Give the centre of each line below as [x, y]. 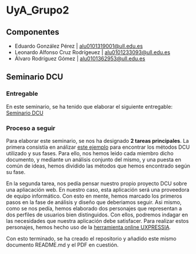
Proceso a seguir [31, 128]
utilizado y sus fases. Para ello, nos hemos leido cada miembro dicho [90, 153]
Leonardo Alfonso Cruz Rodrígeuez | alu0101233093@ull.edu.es [92, 52]
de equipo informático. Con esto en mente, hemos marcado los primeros [94, 196]
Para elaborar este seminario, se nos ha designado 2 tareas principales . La [98, 141]
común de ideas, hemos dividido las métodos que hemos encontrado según [98, 166]
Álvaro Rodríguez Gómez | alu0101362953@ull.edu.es [80, 59]
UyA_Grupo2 [38, 10]
